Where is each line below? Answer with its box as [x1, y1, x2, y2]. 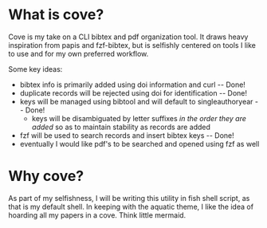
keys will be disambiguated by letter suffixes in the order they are [31, 113, 247, 123]
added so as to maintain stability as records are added [31, 122, 211, 132]
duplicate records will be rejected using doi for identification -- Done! [19, 88, 247, 97]
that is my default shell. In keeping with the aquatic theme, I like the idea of [8, 202, 253, 211]
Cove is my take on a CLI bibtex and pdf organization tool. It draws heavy [8, 32, 249, 41]
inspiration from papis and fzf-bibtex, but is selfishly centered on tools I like [8, 40, 257, 49]
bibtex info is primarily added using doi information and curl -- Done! [19, 80, 245, 89]
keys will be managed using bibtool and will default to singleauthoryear [19, 96, 253, 106]
